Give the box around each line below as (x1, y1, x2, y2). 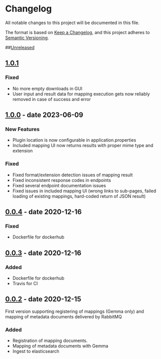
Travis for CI (12, 280, 38, 286)
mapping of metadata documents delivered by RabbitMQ (5, 313, 122, 319)
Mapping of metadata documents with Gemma (12, 343, 108, 349)
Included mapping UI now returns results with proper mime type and (12, 143, 153, 149)
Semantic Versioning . (5, 35, 49, 41)
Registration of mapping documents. (12, 337, 88, 344)
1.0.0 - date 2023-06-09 (5, 111, 83, 119)
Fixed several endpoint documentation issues (12, 182, 106, 188)
